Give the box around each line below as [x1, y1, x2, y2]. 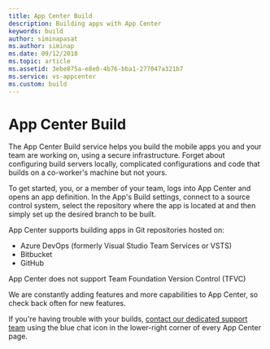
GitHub [20, 258, 45, 268]
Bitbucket [20, 250, 53, 260]
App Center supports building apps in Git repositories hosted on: [8, 225, 225, 235]
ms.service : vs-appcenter [8, 72, 96, 81]
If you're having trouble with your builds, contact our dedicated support [8, 314, 248, 324]
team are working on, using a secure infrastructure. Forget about [8, 151, 225, 160]
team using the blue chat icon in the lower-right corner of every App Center [8, 323, 262, 333]
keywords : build [8, 27, 63, 35]
